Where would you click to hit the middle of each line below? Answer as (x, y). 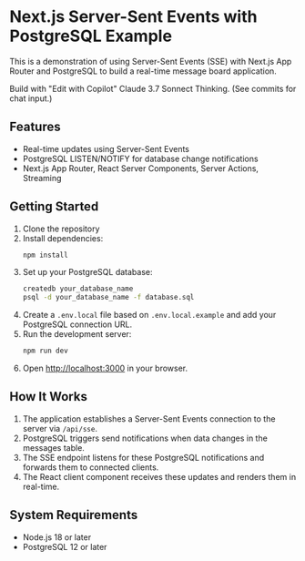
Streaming (42, 178)
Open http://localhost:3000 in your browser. (105, 368)
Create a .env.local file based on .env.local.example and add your (149, 315)
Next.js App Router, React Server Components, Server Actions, (141, 168)
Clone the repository (61, 229)
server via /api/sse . (60, 428)
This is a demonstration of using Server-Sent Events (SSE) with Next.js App (151, 61)
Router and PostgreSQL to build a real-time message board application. (143, 71)
